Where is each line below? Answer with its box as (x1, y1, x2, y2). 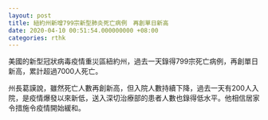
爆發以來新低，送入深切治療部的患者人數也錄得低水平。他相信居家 (42, 93, 260, 103)
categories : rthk (8, 33, 66, 42)
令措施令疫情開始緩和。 (8, 103, 85, 113)
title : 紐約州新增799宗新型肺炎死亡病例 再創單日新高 (8, 19, 169, 27)
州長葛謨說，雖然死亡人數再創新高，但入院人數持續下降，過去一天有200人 (8, 83, 253, 93)
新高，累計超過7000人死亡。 (8, 67, 103, 76)
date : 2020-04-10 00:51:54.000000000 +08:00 (8, 26, 159, 34)
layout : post (8, 11, 52, 20)
